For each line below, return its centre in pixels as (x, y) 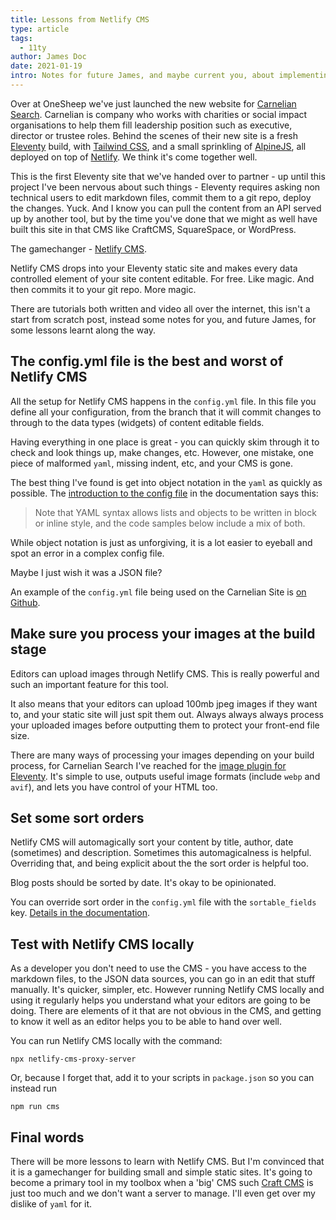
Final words (47, 1137)
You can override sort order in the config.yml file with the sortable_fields (163, 902)
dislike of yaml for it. (51, 1203)
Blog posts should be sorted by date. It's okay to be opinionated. (143, 883)
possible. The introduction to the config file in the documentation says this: (164, 493)
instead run (33, 1088)
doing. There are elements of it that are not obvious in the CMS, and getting (166, 1011)
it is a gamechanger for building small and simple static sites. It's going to (161, 1172)
